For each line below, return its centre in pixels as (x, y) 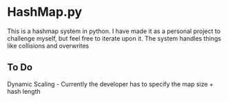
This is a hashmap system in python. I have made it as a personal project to (114, 31)
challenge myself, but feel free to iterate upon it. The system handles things (114, 38)
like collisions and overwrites (48, 45)
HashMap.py (45, 12)
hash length (24, 91)
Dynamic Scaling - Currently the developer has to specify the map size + (110, 84)
